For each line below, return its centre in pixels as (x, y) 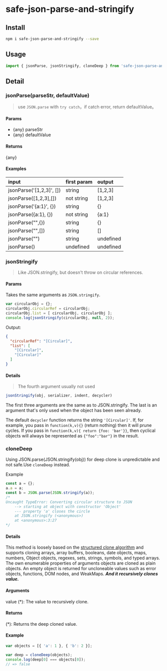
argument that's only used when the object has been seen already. (74, 411)
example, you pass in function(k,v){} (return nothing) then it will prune (79, 425)
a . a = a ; (15, 488)
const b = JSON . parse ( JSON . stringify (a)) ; (50, 493)
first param (79, 181)
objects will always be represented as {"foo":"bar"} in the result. (72, 436)
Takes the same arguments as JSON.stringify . (53, 295)
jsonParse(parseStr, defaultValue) (48, 95)
